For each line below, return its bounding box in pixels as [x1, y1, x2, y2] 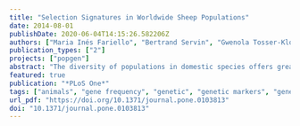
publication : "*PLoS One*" [9, 79, 110, 88]
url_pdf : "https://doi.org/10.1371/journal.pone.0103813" [9, 95, 229, 105]
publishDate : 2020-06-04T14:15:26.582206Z [9, 29, 170, 38]
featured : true [9, 71, 66, 80]
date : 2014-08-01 [9, 21, 74, 30]
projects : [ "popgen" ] [9, 54, 90, 63]
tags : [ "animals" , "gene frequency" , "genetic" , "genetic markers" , [9, 87, 270, 96]
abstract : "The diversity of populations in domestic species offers [9, 63, 274, 72]
